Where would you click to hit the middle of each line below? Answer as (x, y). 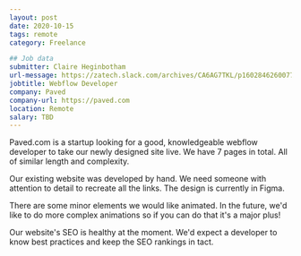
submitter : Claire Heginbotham (68, 67)
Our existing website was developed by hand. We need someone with (138, 179)
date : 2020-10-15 (42, 26)
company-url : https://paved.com (69, 100)
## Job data (31, 59)
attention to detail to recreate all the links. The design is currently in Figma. (147, 188)
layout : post (34, 17)
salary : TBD (31, 117)
